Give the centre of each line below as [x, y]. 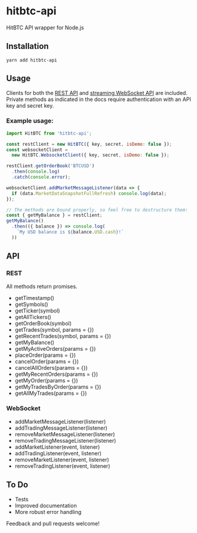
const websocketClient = [37, 150]
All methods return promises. [42, 286]
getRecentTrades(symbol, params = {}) [63, 336]
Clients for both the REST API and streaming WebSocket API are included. [97, 93]
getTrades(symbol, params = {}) [54, 329]
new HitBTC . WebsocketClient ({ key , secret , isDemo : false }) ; [90, 155]
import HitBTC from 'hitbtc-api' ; [49, 133]
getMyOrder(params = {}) [47, 380]
